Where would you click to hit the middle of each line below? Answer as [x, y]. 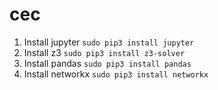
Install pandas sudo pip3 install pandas [107, 63]
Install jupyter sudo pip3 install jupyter [109, 42]
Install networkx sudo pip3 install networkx [116, 74]
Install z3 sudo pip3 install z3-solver [104, 52]
